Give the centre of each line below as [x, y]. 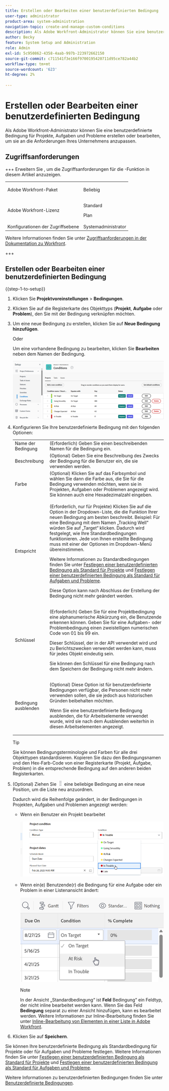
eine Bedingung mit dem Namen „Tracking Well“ [99, 523]
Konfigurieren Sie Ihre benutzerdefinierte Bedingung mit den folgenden [86, 428]
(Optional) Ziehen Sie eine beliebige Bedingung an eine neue [78, 784]
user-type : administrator [32, 16]
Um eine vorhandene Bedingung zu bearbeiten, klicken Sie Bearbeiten [86, 349]
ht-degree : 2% [20, 75]
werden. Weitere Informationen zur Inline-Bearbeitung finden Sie [87, 1016]
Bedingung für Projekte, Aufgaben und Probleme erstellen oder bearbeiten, [83, 135]
